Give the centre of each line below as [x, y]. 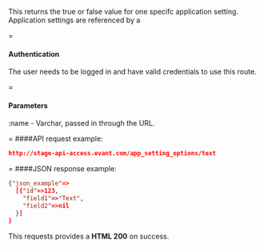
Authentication [34, 54]
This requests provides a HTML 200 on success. [89, 236]
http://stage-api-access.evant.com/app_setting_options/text [112, 154]
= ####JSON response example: [62, 169]
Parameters [28, 105]
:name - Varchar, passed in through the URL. [82, 123]
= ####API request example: [56, 139]
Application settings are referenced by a [74, 20]
